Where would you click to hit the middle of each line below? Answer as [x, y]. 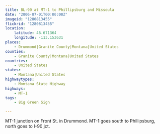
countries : [16, 61]
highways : [15, 88]
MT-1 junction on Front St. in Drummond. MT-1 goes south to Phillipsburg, [80, 121]
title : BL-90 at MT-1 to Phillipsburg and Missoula [60, 10]
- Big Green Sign [32, 103]
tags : [11, 98]
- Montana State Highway [40, 84]
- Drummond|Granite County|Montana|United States [67, 47]
